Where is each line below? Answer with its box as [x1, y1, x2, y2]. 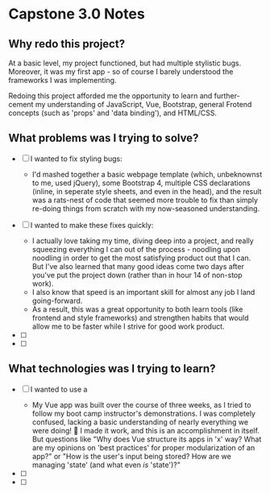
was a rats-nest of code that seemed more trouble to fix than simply [31, 195, 259, 205]
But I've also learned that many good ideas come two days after [31, 261, 244, 271]
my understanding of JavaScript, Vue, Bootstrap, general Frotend [35, 100, 252, 109]
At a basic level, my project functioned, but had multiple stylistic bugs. [8, 58, 242, 68]
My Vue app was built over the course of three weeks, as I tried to [31, 400, 251, 409]
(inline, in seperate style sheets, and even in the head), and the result [31, 186, 262, 196]
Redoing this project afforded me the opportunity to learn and [8, 91, 213, 101]
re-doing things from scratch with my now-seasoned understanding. [31, 203, 260, 213]
